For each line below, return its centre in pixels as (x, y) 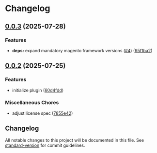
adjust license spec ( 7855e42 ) (42, 113)
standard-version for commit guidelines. (45, 145)
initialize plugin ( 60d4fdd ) (38, 90)
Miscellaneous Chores (32, 103)
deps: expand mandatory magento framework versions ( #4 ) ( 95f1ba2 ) (82, 50)
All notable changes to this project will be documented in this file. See (75, 140)
